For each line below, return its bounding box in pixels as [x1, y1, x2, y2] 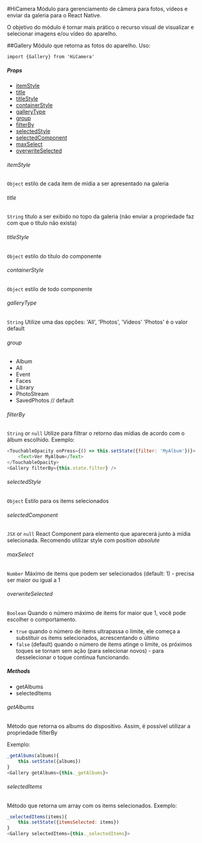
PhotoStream [15, 390, 49, 398]
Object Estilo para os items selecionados [7, 497, 109, 505]
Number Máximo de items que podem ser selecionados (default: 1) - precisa [7, 570, 195, 577]
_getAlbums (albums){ [7, 752, 60, 759]
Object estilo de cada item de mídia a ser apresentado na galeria [7, 180, 169, 187]
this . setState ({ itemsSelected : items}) [18, 819, 120, 825]
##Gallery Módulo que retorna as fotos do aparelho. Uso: [7, 42, 151, 49]
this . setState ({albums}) [18, 758, 81, 764]
